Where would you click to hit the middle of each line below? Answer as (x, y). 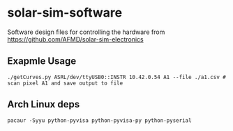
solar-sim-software (65, 13)
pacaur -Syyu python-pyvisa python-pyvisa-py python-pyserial (99, 120)
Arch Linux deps (44, 104)
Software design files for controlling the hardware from (86, 32)
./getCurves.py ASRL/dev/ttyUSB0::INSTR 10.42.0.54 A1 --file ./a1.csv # (117, 77)
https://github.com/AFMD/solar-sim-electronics (76, 39)
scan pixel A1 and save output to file (65, 83)
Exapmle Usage (42, 61)
